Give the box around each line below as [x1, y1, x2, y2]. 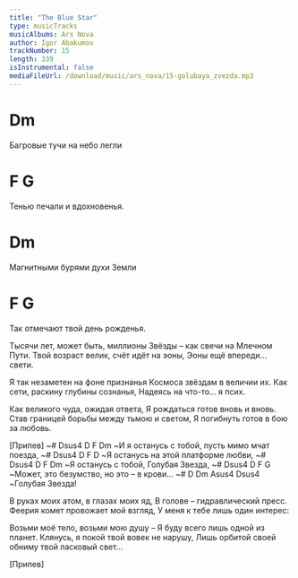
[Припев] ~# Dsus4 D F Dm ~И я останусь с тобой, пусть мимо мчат [9, 440, 270, 451]
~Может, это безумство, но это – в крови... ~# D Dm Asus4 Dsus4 [9, 468, 260, 479]
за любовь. [9, 422, 52, 433]
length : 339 [9, 55, 54, 64]
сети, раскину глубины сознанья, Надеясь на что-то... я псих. [9, 386, 246, 397]
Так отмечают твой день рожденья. [9, 323, 146, 333]
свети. [9, 359, 34, 370]
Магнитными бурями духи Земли [9, 262, 137, 272]
